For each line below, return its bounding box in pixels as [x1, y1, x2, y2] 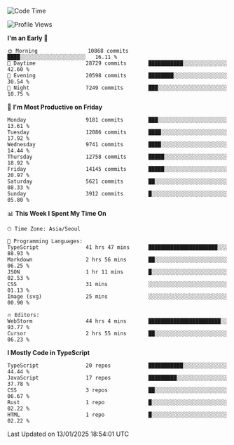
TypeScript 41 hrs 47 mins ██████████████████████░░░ [7, 244, 228, 251]
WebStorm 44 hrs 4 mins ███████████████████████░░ [7, 318, 228, 325]
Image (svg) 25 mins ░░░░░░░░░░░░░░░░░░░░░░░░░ [7, 293, 228, 300]
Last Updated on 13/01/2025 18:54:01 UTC [7, 430, 130, 438]
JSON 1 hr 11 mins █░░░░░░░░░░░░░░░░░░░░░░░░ [7, 269, 228, 276]
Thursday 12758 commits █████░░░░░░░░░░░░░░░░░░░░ [7, 153, 228, 160]
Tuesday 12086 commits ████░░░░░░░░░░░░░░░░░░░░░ [7, 129, 228, 136]
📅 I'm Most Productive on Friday [7, 103, 103, 111]
